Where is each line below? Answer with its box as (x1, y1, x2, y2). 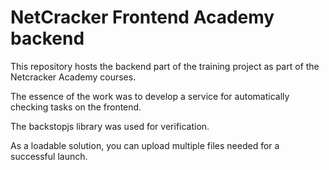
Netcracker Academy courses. (10, 71, 137, 83)
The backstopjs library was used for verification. (10, 120, 210, 132)
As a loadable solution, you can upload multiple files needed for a (10, 139, 280, 151)
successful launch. (10, 150, 88, 162)
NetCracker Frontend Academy (10, 6, 275, 29)
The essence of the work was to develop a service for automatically (10, 90, 290, 102)
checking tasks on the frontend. (10, 101, 142, 113)
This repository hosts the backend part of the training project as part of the (10, 60, 320, 72)
